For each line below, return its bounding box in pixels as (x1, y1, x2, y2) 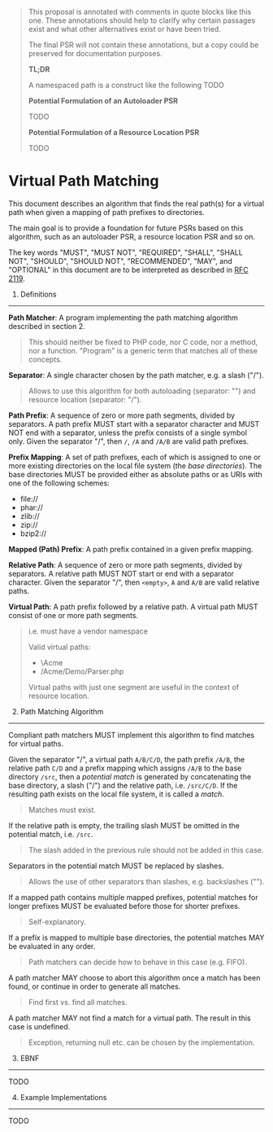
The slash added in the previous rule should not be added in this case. (28, 845, 264, 854)
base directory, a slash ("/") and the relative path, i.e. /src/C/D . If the (8, 780, 238, 790)
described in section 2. (8, 321, 85, 331)
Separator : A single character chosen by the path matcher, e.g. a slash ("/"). (8, 370, 264, 380)
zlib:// (19, 511, 41, 520)
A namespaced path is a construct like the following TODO (28, 81, 225, 90)
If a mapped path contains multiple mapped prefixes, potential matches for (8, 892, 258, 902)
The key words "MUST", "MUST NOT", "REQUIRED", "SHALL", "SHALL (8, 248, 244, 257)
